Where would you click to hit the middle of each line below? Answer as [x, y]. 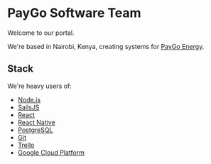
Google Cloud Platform [51, 152]
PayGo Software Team [74, 13]
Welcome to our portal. [41, 33]
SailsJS [28, 107]
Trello [26, 145]
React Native [36, 122]
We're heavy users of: [40, 86]
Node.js [29, 99]
